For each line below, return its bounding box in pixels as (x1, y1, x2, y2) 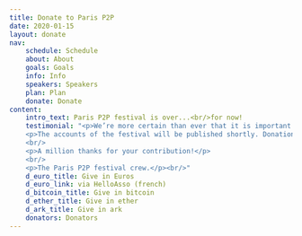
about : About (25, 55, 75, 64)
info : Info (25, 72, 67, 81)
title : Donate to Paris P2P (9, 13, 115, 22)
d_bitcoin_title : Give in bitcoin (25, 188, 155, 197)
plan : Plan (25, 88, 67, 97)
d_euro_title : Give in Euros (25, 171, 135, 180)
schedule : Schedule (25, 47, 99, 56)
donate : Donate (25, 96, 83, 106)
